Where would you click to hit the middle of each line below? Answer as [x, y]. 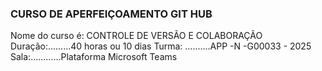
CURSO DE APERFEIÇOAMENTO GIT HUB [111, 14]
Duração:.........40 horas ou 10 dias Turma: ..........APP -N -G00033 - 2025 [161, 46]
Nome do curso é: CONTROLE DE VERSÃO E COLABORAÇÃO [136, 36]
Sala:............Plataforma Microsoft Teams [94, 57]
